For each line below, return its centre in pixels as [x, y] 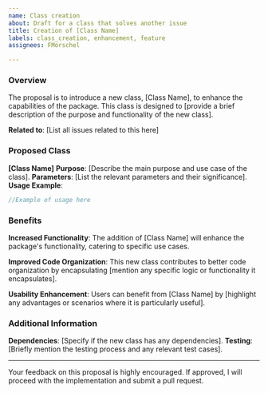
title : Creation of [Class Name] [64, 30]
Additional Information [53, 323]
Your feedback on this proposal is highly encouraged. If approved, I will [125, 372]
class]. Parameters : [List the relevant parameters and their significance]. [128, 177]
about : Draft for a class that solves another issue [98, 23]
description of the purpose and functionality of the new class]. [111, 115]
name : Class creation [44, 16]
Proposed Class [39, 151]
